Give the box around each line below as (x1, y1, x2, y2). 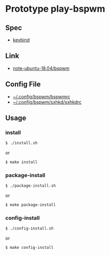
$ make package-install (5, 202, 56, 208)
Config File (5, 80, 41, 89)
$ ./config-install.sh (5, 226, 54, 231)
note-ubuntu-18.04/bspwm (12, 65, 70, 71)
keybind (12, 37, 30, 43)
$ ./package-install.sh (5, 183, 56, 189)
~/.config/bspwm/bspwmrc (12, 93, 71, 99)
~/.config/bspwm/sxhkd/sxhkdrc (12, 99, 82, 105)
